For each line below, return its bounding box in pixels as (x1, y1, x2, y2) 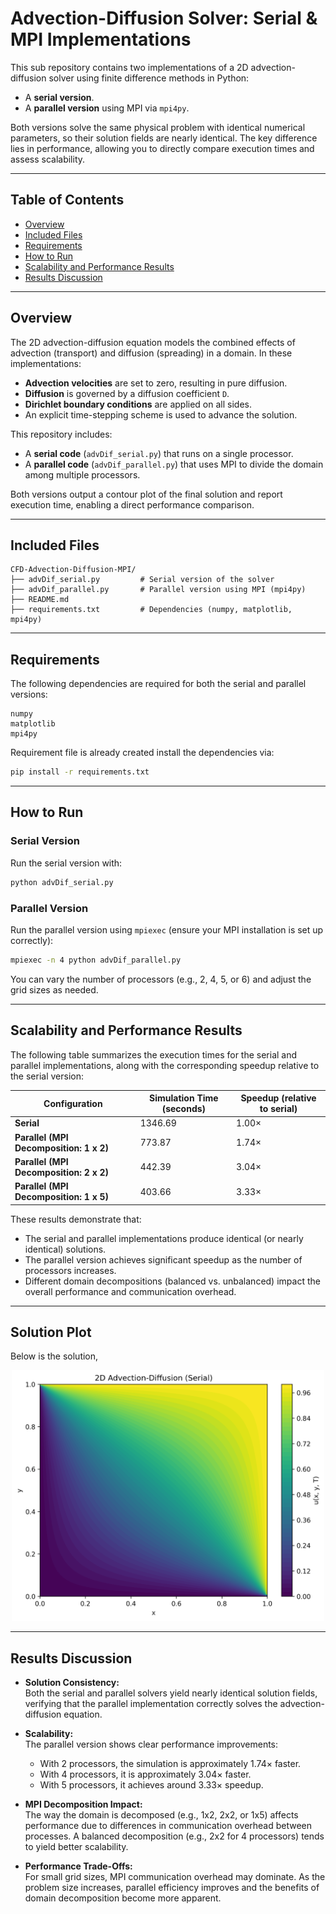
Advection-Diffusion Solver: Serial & (10, 7, 318, 30)
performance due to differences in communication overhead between (24, 1820, 313, 1832)
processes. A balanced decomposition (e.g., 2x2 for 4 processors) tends (24, 1830, 325, 1842)
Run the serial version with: (10, 857, 123, 869)
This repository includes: (10, 428, 113, 440)
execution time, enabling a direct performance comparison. (10, 498, 255, 511)
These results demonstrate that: (10, 1213, 142, 1225)
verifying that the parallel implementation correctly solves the (24, 1698, 278, 1710)
